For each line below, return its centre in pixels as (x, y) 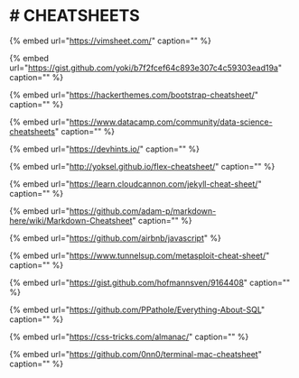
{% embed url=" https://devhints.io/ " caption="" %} (105, 149)
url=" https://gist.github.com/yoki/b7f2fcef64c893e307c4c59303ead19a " (146, 68)
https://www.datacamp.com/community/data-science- (171, 122)
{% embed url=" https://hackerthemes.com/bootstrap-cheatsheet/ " (134, 95)
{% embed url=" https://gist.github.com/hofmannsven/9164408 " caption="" (150, 282)
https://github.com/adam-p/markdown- (143, 211)
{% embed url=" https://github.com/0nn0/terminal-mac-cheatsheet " (135, 354)
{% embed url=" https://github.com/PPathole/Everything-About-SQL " (137, 309)
